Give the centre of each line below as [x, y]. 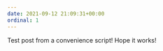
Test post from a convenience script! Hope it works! [82, 40]
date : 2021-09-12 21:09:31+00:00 [56, 14]
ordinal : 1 [23, 20]
